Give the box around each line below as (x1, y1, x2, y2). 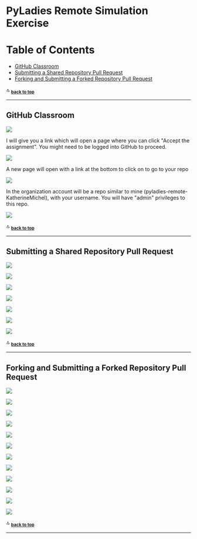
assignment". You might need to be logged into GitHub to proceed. (6, 143, 167, 150)
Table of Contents (6, 43, 95, 57)
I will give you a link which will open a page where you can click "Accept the (6, 137, 190, 144)
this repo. (6, 200, 29, 207)
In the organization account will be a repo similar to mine (6, 187, 142, 195)
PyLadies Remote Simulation (6, 4, 148, 18)
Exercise (6, 16, 49, 30)
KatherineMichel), (6, 194, 49, 201)
